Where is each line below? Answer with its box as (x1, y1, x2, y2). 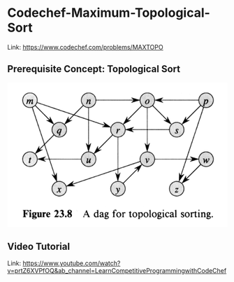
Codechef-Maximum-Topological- (7, 5, 211, 21)
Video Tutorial (7, 240, 71, 253)
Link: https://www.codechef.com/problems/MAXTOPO (7, 43, 163, 51)
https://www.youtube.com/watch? (22, 259, 121, 267)
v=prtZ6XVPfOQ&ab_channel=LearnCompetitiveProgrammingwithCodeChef (7, 267, 227, 275)
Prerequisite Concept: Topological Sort (7, 63, 180, 75)
